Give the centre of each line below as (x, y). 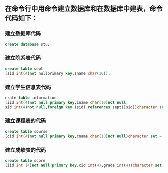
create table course (27, 131)
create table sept (24, 69)
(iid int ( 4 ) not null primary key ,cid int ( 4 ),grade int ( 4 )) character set (84, 165)
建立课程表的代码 (26, 121)
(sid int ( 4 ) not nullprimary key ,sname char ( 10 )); (58, 73)
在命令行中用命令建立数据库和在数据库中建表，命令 (84, 9)
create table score (25, 161)
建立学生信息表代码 (28, 87)
